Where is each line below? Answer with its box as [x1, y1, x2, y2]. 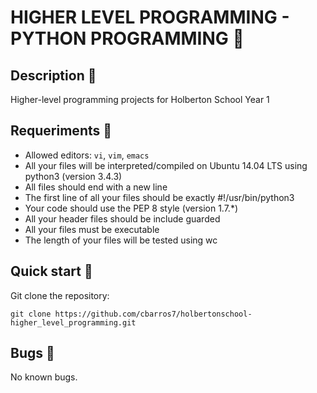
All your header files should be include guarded [24, 212, 221, 225]
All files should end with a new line [24, 181, 168, 193]
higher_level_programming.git [10, 317, 137, 328]
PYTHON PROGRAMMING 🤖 [10, 27, 245, 50]
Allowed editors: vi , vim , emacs [24, 149, 150, 161]
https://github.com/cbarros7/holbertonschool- [54, 309, 253, 319]
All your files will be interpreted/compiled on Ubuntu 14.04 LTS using [24, 159, 308, 171]
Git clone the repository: [10, 289, 110, 301]
